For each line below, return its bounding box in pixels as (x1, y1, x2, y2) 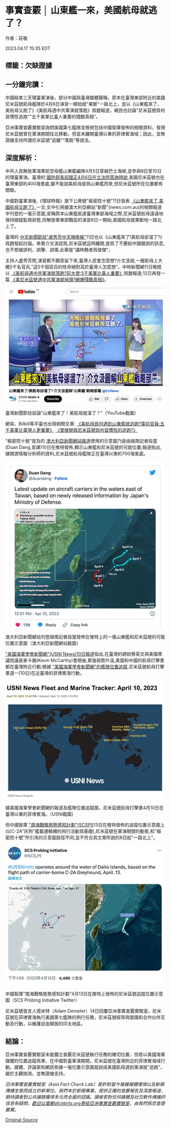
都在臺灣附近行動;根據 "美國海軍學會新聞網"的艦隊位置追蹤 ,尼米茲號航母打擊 (5, 664, 165, 670)
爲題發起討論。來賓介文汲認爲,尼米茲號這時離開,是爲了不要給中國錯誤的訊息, (5, 240, 165, 246)
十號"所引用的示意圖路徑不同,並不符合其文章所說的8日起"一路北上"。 (14, 834, 158, 841)
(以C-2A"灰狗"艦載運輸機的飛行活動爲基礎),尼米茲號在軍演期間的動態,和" (5, 828, 157, 834)
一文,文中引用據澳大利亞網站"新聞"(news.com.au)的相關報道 (36, 204, 162, 210)
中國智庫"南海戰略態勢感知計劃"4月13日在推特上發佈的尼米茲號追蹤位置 (5, 991, 155, 997)
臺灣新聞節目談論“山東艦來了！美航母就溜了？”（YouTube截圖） (5, 410, 139, 416)
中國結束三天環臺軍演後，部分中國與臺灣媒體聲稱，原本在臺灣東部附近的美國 (5, 95, 165, 101)
